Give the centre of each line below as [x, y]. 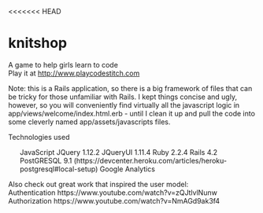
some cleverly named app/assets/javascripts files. [89, 122]
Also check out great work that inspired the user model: [98, 184]
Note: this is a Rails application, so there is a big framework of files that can [130, 88]
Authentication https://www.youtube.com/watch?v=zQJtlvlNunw [113, 193]
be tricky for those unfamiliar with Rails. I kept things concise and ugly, [123, 97]
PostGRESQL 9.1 [46, 160]
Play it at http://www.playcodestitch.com [74, 73]
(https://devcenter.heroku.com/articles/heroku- [150, 160]
